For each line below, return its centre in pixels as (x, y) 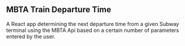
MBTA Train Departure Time (59, 10)
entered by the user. (31, 36)
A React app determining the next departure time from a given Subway (93, 24)
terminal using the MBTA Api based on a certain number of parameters (93, 30)
